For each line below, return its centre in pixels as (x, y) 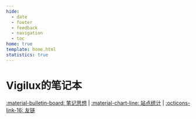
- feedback (25, 28)
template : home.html (31, 50)
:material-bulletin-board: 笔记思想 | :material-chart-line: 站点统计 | (85, 103)
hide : (13, 11)
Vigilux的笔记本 (44, 85)
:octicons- (178, 103)
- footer (22, 22)
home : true (19, 44)
